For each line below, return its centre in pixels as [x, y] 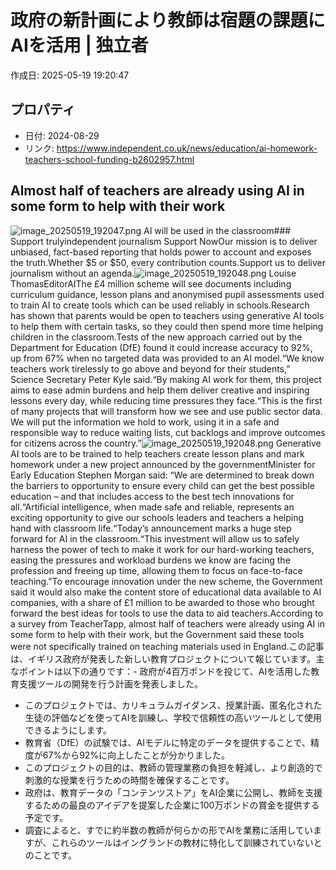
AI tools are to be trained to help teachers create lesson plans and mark [157, 453]
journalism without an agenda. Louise [153, 273]
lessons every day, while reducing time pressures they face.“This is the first [166, 400]
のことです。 [50, 855]
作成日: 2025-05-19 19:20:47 [70, 75]
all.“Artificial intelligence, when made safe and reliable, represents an [152, 507]
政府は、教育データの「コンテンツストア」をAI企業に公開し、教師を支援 [173, 792]
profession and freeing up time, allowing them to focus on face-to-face [156, 570]
